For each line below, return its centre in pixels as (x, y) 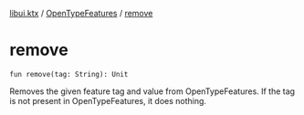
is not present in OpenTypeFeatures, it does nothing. (108, 100)
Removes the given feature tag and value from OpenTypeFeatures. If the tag (152, 91)
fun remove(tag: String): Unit (69, 74)
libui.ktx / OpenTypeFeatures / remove (81, 13)
